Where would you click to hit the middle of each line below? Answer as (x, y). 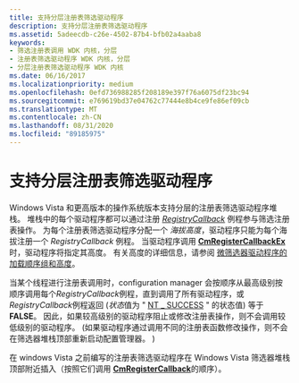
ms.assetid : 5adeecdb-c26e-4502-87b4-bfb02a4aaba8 (105, 34)
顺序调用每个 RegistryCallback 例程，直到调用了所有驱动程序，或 (127, 294)
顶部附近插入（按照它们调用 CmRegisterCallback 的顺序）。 (118, 369)
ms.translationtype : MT (54, 109)
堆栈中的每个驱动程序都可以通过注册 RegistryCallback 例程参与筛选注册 (158, 218)
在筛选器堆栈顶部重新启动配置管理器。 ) (83, 338)
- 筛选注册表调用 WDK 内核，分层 (63, 51)
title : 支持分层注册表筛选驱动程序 (66, 17)
